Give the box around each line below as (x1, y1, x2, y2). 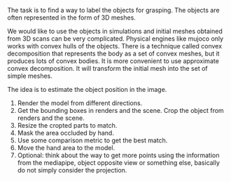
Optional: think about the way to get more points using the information (17, 151, 220, 159)
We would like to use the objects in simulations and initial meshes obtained (7, 27, 223, 35)
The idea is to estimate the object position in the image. (7, 86, 167, 93)
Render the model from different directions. (17, 99, 143, 107)
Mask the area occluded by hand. (17, 129, 114, 137)
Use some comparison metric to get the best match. (17, 136, 168, 145)
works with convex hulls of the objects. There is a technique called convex (7, 42, 223, 50)
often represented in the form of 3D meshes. (7, 13, 136, 22)
